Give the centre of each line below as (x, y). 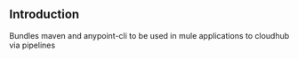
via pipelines (32, 45)
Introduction (44, 15)
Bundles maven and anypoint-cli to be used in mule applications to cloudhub (149, 35)
